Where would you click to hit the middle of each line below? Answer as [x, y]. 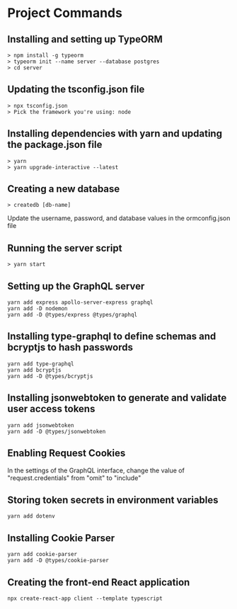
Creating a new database [64, 189]
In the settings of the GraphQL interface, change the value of [96, 470]
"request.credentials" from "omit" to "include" [74, 478]
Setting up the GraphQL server [76, 286]
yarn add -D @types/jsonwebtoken [57, 431]
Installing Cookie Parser [61, 538]
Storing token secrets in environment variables [113, 500]
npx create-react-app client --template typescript [85, 598]
